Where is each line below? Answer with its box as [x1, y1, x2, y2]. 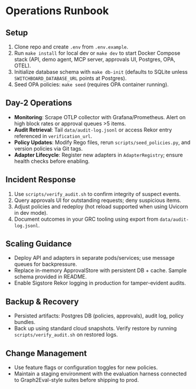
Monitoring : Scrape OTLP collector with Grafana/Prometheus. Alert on [14, 113, 186, 120]
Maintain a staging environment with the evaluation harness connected [14, 370, 187, 377]
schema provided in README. [14, 273, 87, 280]
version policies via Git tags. [14, 145, 83, 152]
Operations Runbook [5, 4, 109, 18]
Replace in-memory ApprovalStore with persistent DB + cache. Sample [14, 267, 187, 274]
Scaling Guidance [5, 239, 72, 249]
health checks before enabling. [14, 158, 90, 165]
